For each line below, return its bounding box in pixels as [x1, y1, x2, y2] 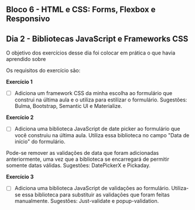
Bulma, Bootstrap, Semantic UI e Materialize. [14, 103, 122, 110]
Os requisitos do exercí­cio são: [6, 67, 81, 74]
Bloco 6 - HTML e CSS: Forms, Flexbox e [6, 5, 156, 15]
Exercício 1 [6, 79, 33, 86]
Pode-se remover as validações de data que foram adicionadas [6, 150, 159, 157]
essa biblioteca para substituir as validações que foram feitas [22, 191, 170, 198]
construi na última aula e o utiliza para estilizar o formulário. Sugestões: [14, 96, 187, 103]
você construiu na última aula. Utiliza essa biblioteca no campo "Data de [14, 132, 190, 139]
